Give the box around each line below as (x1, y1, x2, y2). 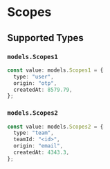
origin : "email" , (13, 143, 64, 150)
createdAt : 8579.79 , (13, 86, 73, 93)
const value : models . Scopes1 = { (7, 67, 104, 74)
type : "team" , (13, 129, 54, 136)
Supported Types (7, 32, 84, 44)
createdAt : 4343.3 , (13, 149, 70, 156)
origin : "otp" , (13, 79, 57, 87)
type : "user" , (13, 73, 54, 80)
